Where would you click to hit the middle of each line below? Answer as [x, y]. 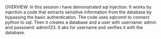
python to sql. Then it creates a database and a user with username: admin [81, 22]
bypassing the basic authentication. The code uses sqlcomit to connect [77, 17]
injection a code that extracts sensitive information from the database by [79, 12]
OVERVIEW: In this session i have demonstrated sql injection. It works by [78, 7]
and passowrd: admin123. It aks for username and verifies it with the [74, 27]
